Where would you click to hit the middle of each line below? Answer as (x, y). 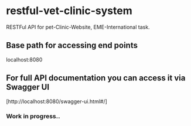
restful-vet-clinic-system (69, 11)
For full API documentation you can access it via (96, 78)
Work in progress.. (33, 117)
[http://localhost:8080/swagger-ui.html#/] (57, 101)
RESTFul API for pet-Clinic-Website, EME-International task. (78, 27)
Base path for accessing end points (72, 45)
